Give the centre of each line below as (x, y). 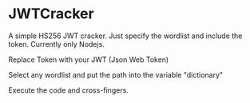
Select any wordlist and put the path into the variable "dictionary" (116, 74)
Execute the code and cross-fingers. (69, 90)
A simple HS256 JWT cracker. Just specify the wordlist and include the (125, 36)
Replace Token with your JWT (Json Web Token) (89, 59)
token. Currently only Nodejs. (57, 44)
